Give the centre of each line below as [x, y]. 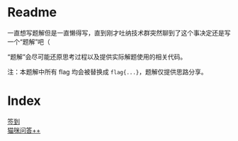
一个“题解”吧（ [29, 41]
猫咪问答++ [24, 130]
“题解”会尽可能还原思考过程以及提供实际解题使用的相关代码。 [97, 57]
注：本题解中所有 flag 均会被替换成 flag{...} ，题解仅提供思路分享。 [107, 72]
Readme [32, 12]
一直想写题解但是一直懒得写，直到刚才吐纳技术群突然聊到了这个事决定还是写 [119, 33]
